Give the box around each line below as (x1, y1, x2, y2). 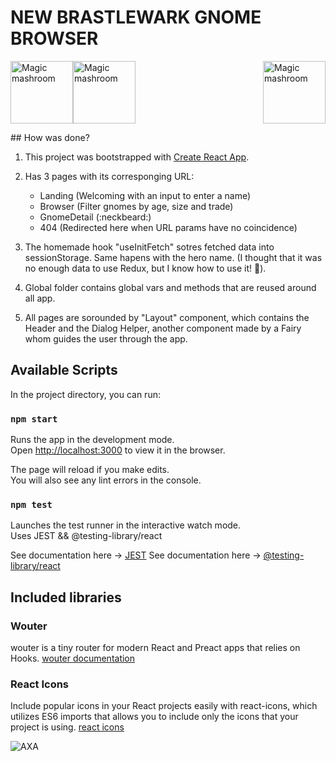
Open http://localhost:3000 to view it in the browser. (10, 444, 226, 456)
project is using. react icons (10, 721, 125, 733)
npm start (10, 413, 58, 425)
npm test (10, 499, 53, 510)
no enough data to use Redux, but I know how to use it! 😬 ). (24, 262, 267, 274)
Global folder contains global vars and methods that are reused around (24, 281, 317, 293)
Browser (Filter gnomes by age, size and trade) (39, 200, 234, 212)
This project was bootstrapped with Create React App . (24, 151, 250, 163)
